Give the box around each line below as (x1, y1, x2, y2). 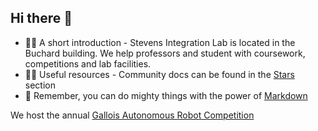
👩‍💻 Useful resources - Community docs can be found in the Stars (24, 68, 295, 80)
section (24, 79, 56, 91)
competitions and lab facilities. (24, 57, 152, 70)
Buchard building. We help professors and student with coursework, (24, 47, 306, 59)
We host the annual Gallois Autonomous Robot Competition (10, 109, 255, 121)
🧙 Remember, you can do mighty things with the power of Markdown (24, 89, 308, 101)
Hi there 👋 (10, 10, 73, 27)
